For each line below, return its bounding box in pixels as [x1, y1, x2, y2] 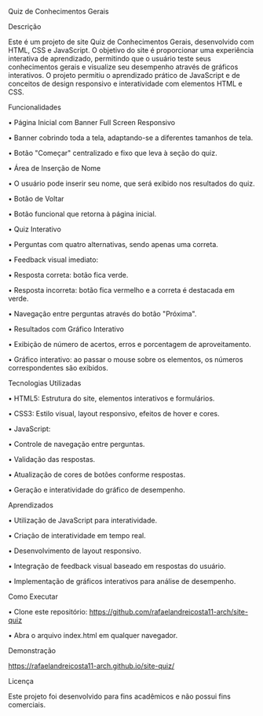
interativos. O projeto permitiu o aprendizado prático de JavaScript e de [8, 71, 241, 79]
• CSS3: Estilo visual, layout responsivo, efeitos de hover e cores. [8, 409, 220, 418]
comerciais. [8, 700, 46, 709]
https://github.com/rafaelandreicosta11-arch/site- [89, 607, 249, 616]
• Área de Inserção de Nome [8, 164, 101, 172]
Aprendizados [8, 500, 53, 510]
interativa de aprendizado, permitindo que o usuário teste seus [8, 54, 212, 63]
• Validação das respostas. [8, 455, 96, 463]
